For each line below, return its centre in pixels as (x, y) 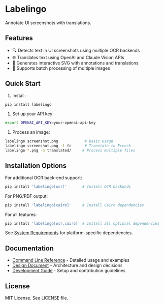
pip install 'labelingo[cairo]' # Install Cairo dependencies (75, 205)
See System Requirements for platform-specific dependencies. (69, 233)
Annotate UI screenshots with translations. (48, 23)
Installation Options (36, 166)
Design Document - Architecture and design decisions (67, 265)
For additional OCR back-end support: (44, 178)
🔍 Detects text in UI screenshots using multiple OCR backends (76, 50)
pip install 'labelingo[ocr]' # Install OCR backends (68, 186)
